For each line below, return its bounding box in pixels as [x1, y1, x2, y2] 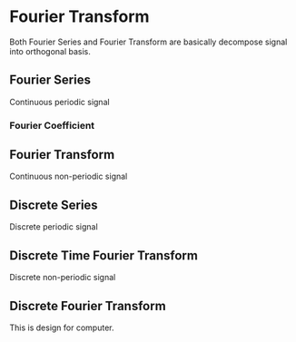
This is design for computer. [9, 322, 114, 333]
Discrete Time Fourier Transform [9, 248, 198, 263]
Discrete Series [9, 197, 98, 212]
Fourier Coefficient [9, 119, 95, 132]
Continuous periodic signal [9, 96, 111, 107]
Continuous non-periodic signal [9, 171, 128, 182]
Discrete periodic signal [9, 221, 98, 232]
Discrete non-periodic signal [9, 272, 116, 283]
